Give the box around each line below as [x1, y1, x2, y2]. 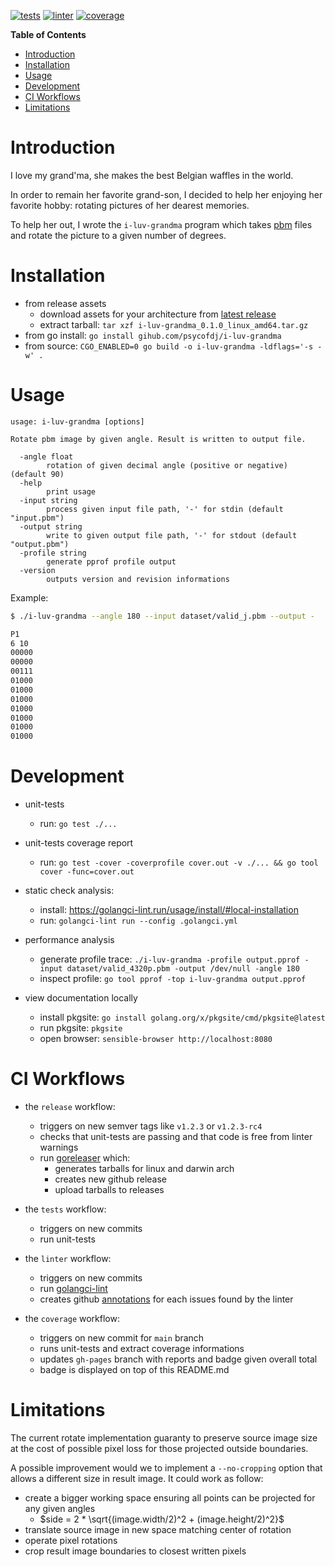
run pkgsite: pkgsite [39, 1022, 123, 1034]
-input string [19, 495, 78, 505]
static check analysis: [24, 885, 115, 897]
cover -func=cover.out [39, 867, 135, 877]
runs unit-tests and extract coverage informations [39, 1343, 245, 1355]
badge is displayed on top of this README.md [39, 1364, 230, 1376]
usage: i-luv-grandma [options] [10, 416, 145, 427]
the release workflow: [24, 1101, 116, 1113]
